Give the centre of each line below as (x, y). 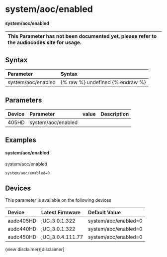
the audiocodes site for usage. (44, 42)
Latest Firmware (61, 213)
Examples (21, 140)
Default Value (104, 213)
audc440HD (22, 229)
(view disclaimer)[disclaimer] (35, 250)
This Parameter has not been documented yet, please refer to (82, 36)
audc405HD (22, 221)
